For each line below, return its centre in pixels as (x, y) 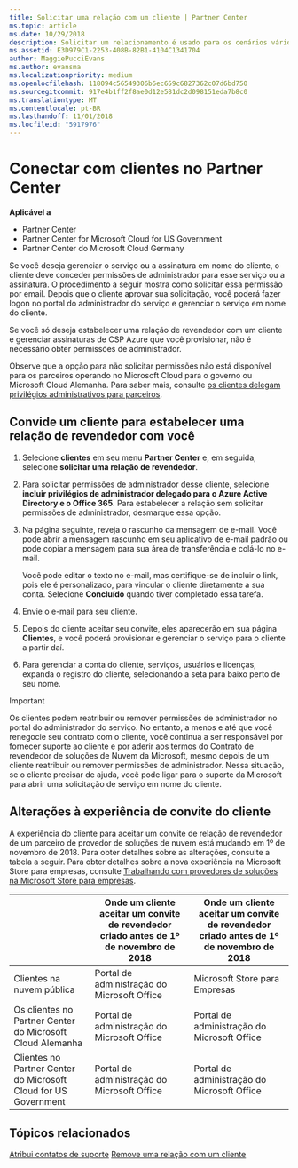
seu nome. (41, 683)
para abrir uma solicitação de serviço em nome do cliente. (115, 783)
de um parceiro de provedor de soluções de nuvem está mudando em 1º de (147, 842)
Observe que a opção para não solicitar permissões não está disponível (140, 366)
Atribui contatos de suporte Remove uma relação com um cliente (128, 1155)
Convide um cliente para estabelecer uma (127, 422)
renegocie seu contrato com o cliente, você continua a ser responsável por (146, 736)
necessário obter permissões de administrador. (95, 348)
